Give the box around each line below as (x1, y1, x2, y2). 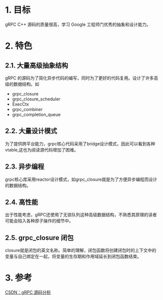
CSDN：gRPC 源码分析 (5, 289, 51, 295)
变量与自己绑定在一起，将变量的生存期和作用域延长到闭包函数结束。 (5, 254, 142, 260)
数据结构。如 (13, 81, 39, 87)
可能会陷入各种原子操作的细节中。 (5, 218, 73, 224)
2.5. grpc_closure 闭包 (5, 233, 74, 242)
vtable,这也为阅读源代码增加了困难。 (5, 147, 79, 152)
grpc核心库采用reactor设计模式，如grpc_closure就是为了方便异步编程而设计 (5, 176, 157, 182)
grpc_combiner (12, 106, 43, 112)
